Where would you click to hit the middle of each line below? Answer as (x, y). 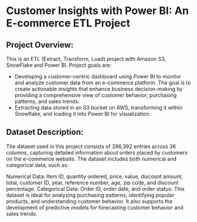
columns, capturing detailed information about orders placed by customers (97, 152)
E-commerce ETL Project (68, 23)
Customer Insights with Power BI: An (98, 11)
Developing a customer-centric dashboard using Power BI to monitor (98, 76)
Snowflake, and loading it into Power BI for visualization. (83, 114)
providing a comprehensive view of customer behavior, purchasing (96, 95)
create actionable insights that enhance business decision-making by (99, 89)
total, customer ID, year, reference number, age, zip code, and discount (92, 182)
